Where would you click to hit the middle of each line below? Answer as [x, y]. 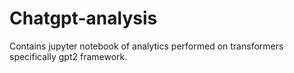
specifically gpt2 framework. [68, 56]
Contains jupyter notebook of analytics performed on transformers [146, 46]
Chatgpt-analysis [83, 18]
